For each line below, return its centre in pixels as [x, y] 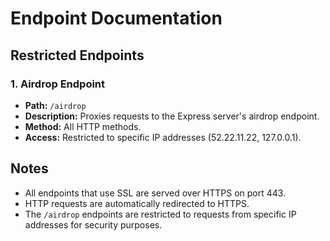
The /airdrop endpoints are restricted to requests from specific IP [160, 214]
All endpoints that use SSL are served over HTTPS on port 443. [155, 193]
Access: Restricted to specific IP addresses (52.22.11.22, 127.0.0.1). [163, 137]
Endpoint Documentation [116, 18]
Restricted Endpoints [77, 55]
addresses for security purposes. [93, 224]
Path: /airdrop [55, 105]
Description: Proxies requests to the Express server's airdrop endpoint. [172, 116]
